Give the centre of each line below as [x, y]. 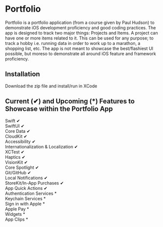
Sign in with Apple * [25, 204]
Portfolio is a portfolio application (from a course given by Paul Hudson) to [80, 22]
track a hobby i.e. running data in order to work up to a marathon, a [73, 43]
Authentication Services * [31, 193]
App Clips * [17, 219]
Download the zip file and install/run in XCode [51, 86]
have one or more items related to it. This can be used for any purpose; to [79, 38]
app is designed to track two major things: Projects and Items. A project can [81, 33]
